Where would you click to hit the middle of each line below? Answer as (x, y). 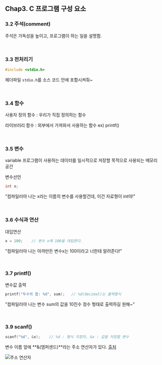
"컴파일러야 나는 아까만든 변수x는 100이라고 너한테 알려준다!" (64, 251)
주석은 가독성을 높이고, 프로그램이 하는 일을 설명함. (54, 35)
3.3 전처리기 (19, 59)
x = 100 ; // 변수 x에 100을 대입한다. (44, 241)
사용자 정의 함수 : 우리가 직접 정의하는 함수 (46, 115)
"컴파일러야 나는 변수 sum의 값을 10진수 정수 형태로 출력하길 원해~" (70, 304)
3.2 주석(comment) (28, 24)
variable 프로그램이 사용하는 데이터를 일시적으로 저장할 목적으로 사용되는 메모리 (81, 160)
